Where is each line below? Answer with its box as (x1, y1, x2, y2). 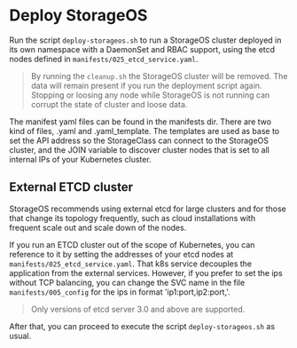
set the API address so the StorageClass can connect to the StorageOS (9, 135, 269, 146)
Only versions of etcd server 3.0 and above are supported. (30, 304, 246, 314)
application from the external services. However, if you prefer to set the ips (9, 267, 283, 278)
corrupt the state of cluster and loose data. (30, 99, 188, 109)
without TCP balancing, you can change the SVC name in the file (9, 277, 246, 288)
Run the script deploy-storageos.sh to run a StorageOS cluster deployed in (9, 35, 282, 45)
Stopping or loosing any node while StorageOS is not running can (30, 90, 270, 100)
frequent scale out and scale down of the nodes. (9, 222, 187, 233)
